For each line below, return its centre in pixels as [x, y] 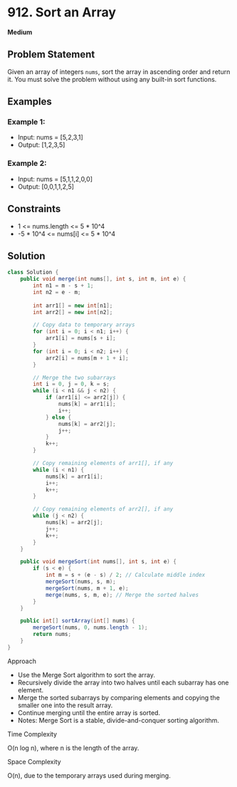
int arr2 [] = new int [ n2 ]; [73, 312]
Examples [30, 101]
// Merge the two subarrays [74, 377]
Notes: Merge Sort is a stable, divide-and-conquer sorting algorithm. [118, 720]
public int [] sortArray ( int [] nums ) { [78, 621]
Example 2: [27, 163]
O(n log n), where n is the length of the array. [73, 748]
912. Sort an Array [62, 12]
